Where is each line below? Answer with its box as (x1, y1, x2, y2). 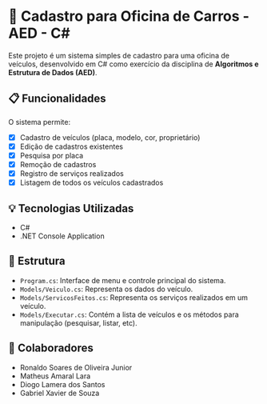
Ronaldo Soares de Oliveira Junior (19, 362, 133, 372)
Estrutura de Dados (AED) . (8, 67, 98, 77)
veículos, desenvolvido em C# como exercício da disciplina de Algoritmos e (8, 59, 259, 69)
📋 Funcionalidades (8, 92, 106, 106)
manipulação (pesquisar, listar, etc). (19, 318, 137, 327)
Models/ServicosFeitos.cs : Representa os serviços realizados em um (19, 292, 249, 302)
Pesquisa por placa (19, 150, 84, 160)
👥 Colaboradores (8, 342, 94, 355)
